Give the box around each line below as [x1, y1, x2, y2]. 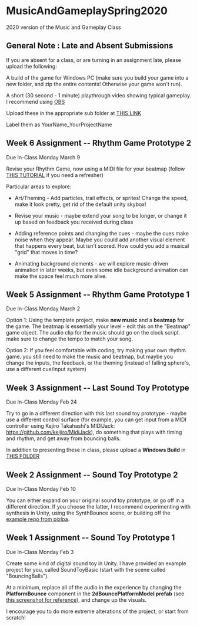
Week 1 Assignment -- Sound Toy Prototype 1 [6, 533, 175, 543]
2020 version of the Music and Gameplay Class [6, 24, 122, 31]
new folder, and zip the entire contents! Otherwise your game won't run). [6, 80, 182, 87]
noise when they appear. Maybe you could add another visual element [14, 236, 185, 243]
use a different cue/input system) [6, 366, 87, 373]
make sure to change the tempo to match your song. [6, 335, 133, 343]
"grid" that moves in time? [14, 248, 78, 255]
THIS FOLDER [6, 453, 40, 460]
